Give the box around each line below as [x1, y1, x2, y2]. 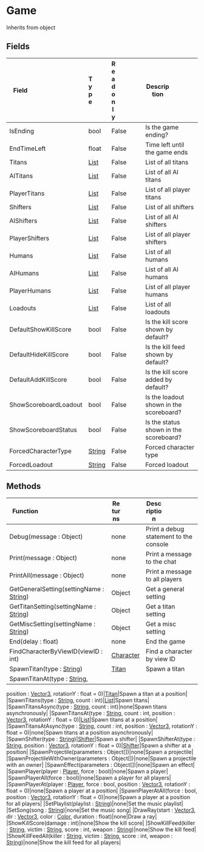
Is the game [145, 123, 179, 131]
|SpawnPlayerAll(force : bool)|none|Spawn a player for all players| [6, 774, 171, 781]
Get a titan [145, 602, 175, 611]
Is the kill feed [145, 342, 185, 351]
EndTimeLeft [9, 144, 46, 153]
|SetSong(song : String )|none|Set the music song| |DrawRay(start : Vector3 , [6, 806, 196, 814]
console [145, 539, 169, 548]
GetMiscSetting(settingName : [9, 620, 96, 628]
